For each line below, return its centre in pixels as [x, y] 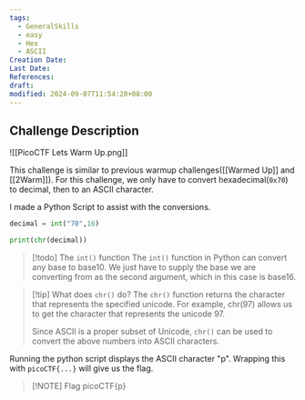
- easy [30, 35]
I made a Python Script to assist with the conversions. [110, 207]
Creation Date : [38, 60]
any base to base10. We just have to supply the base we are [144, 267]
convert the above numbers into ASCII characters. [126, 341]
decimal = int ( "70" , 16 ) [55, 224]
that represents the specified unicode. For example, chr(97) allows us [162, 305]
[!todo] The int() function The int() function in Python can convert [159, 258]
